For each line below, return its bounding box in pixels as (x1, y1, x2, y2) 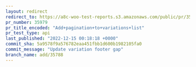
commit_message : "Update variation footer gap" (5, 47, 124, 52)
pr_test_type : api (5, 30, 50, 36)
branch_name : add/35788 (5, 52, 64, 58)
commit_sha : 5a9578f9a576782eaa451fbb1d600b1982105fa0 (5, 41, 142, 47)
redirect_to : (5, 14, 37, 20)
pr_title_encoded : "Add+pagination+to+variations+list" (5, 24, 145, 31)
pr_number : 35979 (5, 19, 48, 25)
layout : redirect (5, 8, 48, 15)
